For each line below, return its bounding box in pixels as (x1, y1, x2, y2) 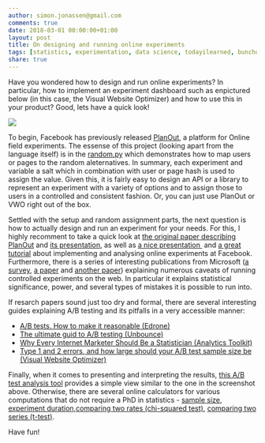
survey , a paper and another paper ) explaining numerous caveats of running (8, 265, 256, 275)
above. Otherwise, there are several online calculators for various (8, 386, 221, 396)
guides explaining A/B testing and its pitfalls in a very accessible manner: (8, 306, 246, 315)
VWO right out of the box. (8, 199, 92, 209)
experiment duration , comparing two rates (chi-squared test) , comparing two (8, 404, 256, 413)
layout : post (8, 33, 51, 42)
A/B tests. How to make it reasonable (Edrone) (19, 321, 171, 330)
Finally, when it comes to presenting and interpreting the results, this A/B (8, 370, 245, 379)
